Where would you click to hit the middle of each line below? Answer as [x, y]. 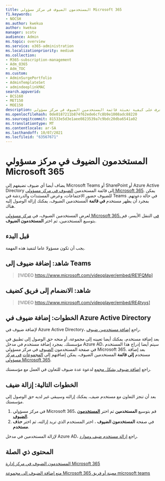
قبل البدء [17, 236]
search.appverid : [23, 92]
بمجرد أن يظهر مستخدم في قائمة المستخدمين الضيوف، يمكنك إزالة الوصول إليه [77, 201]
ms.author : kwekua [24, 23]
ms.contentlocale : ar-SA [31, 128]
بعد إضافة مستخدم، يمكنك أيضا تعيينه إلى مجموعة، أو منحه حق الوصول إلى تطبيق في [82, 339]
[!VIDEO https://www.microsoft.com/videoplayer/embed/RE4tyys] [84, 302]
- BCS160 [14, 96]
